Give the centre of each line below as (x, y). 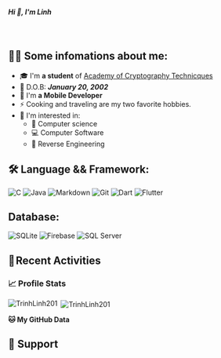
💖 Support (33, 344)
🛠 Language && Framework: (79, 170)
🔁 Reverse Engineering (68, 144)
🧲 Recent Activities (54, 260)
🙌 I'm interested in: (50, 115)
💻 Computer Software (67, 132)
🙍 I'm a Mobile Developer (61, 95)
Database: (34, 217)
